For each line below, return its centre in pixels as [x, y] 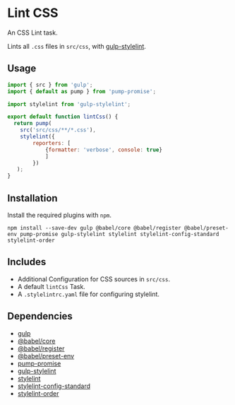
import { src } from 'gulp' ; [50, 85]
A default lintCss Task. [52, 286]
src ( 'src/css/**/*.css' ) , [58, 130]
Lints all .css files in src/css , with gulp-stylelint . [77, 46]
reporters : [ [52, 143]
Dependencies [40, 316]
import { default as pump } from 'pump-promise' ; [82, 91]
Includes [27, 262]
